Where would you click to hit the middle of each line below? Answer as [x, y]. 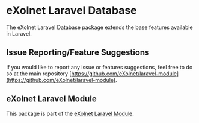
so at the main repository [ [39, 74]
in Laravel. [19, 33]
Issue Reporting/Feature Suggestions [78, 53]
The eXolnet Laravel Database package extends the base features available [100, 27]
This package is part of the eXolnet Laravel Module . [70, 113]
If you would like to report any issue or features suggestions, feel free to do [99, 67]
